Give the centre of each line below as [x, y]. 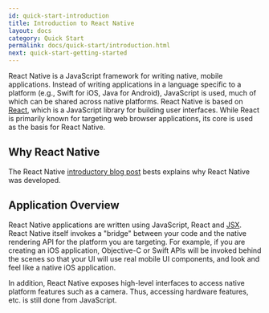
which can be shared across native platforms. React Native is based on [126, 102]
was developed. [35, 180]
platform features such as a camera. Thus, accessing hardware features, [128, 291]
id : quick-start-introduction [59, 16]
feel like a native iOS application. [62, 267]
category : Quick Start [46, 38]
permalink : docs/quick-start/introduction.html [90, 46]
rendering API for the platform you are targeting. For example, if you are [127, 242]
